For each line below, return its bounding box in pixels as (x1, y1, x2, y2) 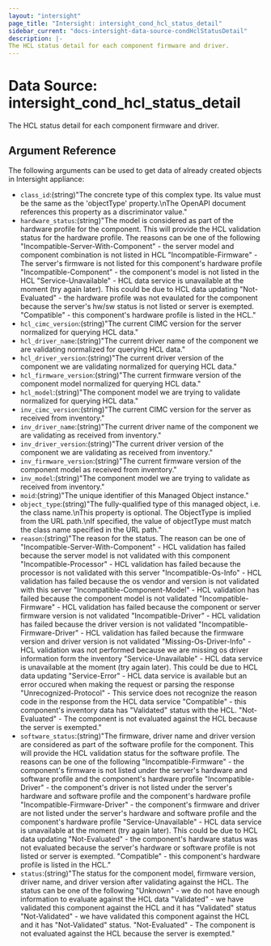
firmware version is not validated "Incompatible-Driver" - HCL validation (19, 610, 260, 620)
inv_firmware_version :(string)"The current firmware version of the (19, 456, 242, 466)
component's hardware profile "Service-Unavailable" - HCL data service (19, 817, 262, 826)
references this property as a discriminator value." (19, 207, 188, 217)
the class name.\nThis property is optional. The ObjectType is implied (19, 507, 252, 517)
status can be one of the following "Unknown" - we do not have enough (19, 885, 260, 895)
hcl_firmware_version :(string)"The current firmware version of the (19, 370, 242, 380)
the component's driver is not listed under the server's (51, 782, 233, 792)
